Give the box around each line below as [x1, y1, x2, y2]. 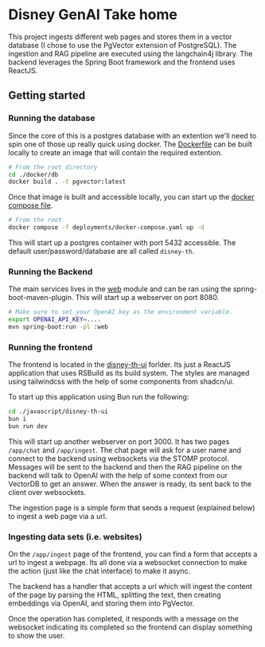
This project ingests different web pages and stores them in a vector [8, 32, 232, 41]
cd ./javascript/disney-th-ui [8, 407, 109, 415]
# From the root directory [8, 163, 98, 171]
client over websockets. [8, 487, 86, 497]
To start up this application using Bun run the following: [8, 392, 189, 402]
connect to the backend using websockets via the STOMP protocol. [8, 454, 229, 463]
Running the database [8, 113, 95, 124]
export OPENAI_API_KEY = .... [8, 316, 102, 324]
